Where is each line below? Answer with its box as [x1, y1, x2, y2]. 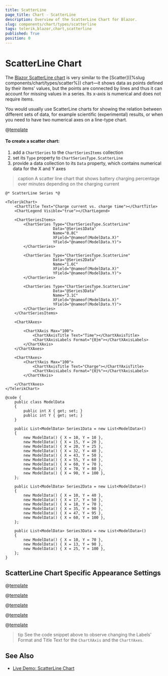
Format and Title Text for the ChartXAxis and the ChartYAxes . [17, 637, 144, 643]
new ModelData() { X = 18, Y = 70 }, [23, 502, 103, 507]
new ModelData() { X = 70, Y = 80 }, [23, 466, 103, 471]
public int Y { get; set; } [23, 413, 83, 418]
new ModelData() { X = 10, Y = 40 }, [23, 493, 103, 498]
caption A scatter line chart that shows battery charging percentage [17, 176, 160, 182]
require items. [5, 96, 35, 102]
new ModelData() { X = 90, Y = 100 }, [23, 471, 106, 476]
